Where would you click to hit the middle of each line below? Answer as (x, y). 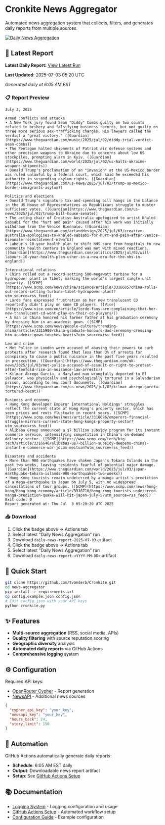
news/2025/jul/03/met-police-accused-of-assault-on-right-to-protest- (79, 365)
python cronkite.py (25, 606)
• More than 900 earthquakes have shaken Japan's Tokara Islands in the (82, 461)
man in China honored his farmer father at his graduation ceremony (86, 318)
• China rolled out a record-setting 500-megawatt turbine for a (74, 274)
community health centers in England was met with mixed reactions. (77, 249)
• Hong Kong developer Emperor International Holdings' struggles (75, 405)
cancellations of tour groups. (37, 487)
